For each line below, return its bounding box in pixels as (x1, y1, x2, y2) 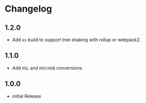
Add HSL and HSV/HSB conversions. (12, 64, 84, 71)
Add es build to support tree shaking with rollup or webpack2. (12, 37, 141, 43)
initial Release (12, 93, 42, 99)
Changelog (5, 3, 52, 15)
